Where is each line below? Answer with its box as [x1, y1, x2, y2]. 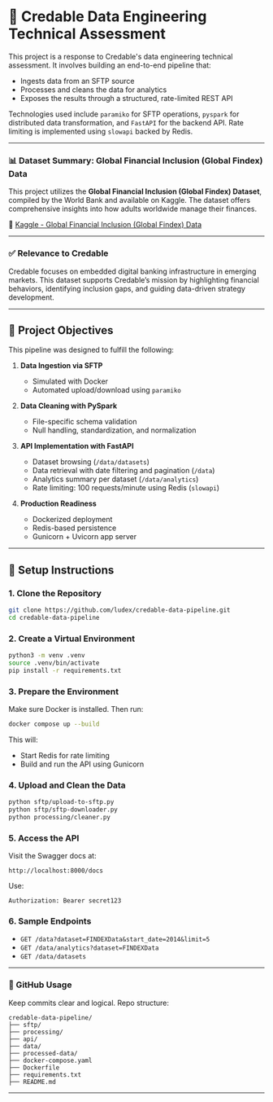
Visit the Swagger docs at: [8, 851, 97, 861]
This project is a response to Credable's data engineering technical [8, 51, 233, 61]
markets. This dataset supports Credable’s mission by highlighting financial [8, 274, 260, 284]
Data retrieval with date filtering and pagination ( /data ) [32, 466, 215, 476]
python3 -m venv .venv [8, 652, 85, 660]
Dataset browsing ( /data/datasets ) [32, 457, 150, 467]
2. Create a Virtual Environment [8, 633, 136, 644]
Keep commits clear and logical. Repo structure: [8, 998, 169, 1008]
